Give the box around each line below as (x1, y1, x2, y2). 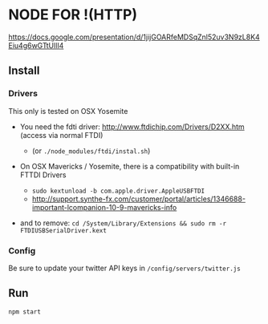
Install (8, 64, 40, 78)
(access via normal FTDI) (19, 130, 104, 140)
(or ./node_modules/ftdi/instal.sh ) (31, 146, 151, 156)
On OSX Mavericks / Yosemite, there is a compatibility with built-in (19, 161, 240, 171)
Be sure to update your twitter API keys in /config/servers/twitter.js (8, 263, 241, 273)
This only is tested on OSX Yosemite (8, 106, 128, 115)
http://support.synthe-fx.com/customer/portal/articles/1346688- (31, 194, 246, 204)
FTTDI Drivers (19, 170, 67, 180)
